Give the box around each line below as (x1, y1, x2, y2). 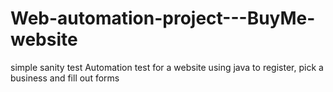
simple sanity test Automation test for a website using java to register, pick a (10, 61, 324, 73)
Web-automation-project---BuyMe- (10, 7, 316, 30)
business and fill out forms (10, 72, 120, 84)
